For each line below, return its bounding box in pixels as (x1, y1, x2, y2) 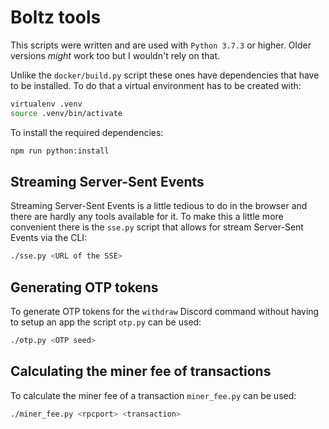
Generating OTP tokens (10, 279, 159, 296)
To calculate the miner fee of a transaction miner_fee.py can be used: (10, 389, 297, 401)
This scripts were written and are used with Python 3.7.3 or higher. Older (10, 39, 312, 51)
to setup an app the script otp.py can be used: (10, 316, 202, 328)
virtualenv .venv (10, 99, 83, 109)
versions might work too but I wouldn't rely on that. (10, 49, 221, 61)
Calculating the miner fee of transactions (10, 363, 272, 380)
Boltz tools (10, 6, 102, 29)
